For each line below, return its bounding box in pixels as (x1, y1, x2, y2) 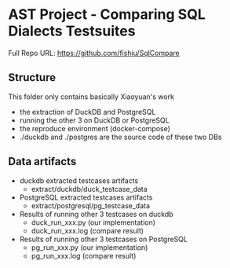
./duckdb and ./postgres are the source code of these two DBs (19, 132, 222, 141)
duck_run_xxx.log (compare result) (31, 226, 144, 235)
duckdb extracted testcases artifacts (19, 175, 139, 185)
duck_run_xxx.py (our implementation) (31, 218, 155, 227)
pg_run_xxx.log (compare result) (31, 251, 137, 260)
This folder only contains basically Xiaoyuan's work (8, 92, 175, 101)
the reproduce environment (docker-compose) (19, 123, 171, 133)
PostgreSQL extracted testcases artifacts (19, 193, 153, 202)
